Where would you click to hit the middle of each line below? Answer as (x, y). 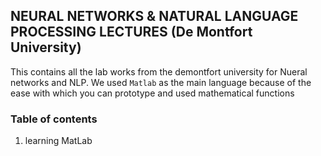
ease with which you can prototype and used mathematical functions (152, 93)
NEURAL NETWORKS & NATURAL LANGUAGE (154, 16)
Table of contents (54, 119)
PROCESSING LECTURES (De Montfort (131, 32)
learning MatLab (58, 141)
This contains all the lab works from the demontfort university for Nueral (159, 71)
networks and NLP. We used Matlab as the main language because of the (161, 82)
